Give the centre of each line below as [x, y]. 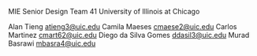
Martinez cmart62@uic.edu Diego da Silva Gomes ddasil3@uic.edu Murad [129, 35]
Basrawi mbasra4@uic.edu [52, 43]
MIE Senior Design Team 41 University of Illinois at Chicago [104, 11]
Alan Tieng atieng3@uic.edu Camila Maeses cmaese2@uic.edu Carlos [123, 26]
